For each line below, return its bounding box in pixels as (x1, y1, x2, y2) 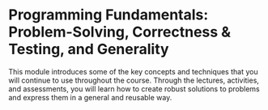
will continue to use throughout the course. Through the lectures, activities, (8, 75, 259, 85)
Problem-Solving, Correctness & (8, 23, 232, 41)
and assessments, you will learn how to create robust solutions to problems (8, 83, 261, 94)
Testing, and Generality (8, 40, 169, 58)
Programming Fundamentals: (8, 6, 209, 24)
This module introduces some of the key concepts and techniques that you (8, 66, 258, 76)
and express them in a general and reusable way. (8, 92, 172, 102)
